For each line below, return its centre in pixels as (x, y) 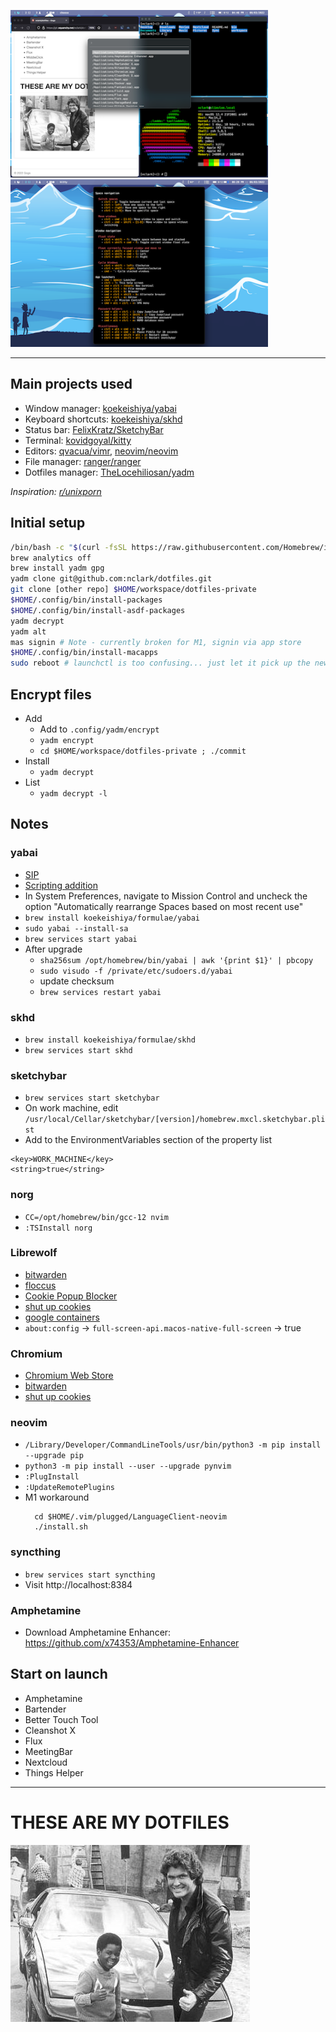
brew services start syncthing (90, 1575)
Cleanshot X (50, 1730)
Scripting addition (61, 885)
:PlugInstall (52, 1477)
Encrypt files (51, 694)
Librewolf (34, 1253)
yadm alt (28, 631)
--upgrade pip (54, 1456)
